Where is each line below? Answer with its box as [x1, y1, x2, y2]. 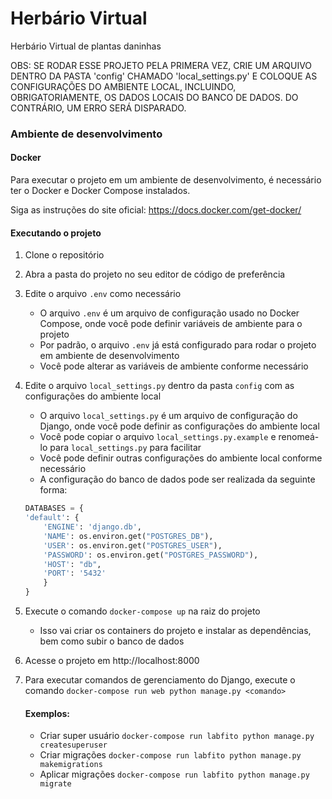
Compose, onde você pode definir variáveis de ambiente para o [39, 318, 303, 330]
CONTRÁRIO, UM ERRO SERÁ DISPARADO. [10, 102, 187, 114]
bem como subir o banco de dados [39, 635, 185, 647]
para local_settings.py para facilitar [49, 442, 202, 454]
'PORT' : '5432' [43, 568, 107, 579]
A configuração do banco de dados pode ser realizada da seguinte [39, 473, 316, 486]
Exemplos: [24, 707, 70, 719]
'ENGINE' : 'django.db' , [43, 522, 142, 532]
